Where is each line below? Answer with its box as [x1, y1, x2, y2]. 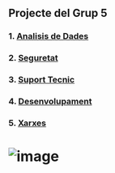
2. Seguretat [8, 53, 58, 64]
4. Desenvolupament [8, 96, 92, 108]
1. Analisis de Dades [8, 31, 89, 42]
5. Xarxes [8, 117, 47, 129]
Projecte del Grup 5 [8, 6, 108, 20]
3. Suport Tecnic [8, 74, 75, 86]
